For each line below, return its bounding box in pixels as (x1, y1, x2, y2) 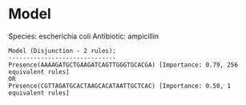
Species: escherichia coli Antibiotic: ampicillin (8, 31, 159, 41)
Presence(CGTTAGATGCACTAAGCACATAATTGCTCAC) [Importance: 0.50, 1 (8, 82, 231, 90)
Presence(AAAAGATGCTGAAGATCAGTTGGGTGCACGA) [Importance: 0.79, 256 (8, 61, 239, 69)
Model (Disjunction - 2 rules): (8, 46, 116, 55)
